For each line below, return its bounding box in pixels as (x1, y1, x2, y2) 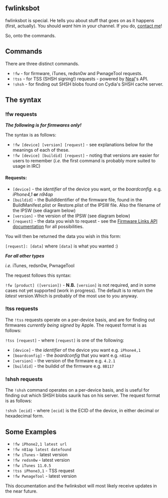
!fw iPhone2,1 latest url (12, 442, 67, 447)
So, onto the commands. (5, 32, 56, 38)
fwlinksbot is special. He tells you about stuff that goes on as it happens (5, 17, 154, 23)
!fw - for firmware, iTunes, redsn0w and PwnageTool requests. (12, 70, 143, 76)
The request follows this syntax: (5, 272, 71, 278)
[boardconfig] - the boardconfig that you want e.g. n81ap (12, 352, 131, 358)
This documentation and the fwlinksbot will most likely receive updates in (5, 482, 157, 488)
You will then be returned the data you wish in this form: (5, 233, 121, 239)
